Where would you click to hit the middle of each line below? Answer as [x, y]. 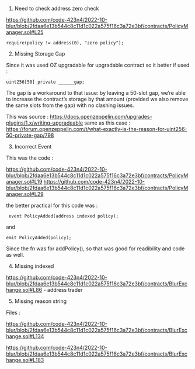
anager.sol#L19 [24, 182]
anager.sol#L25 [25, 32]
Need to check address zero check [57, 8]
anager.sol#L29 [25, 194]
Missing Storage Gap [40, 54]
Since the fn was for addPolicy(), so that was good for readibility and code [95, 249]
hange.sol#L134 [25, 336]
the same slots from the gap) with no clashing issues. [70, 105]
